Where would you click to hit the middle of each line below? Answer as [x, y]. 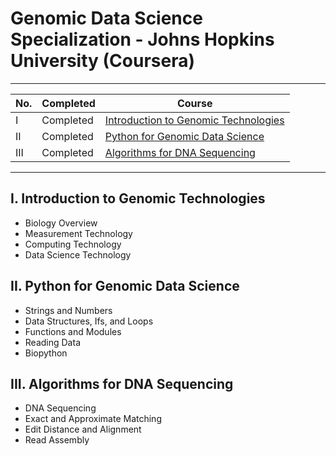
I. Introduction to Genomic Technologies [138, 198]
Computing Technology [73, 244]
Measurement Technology [78, 233]
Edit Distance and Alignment [83, 429]
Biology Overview [61, 223]
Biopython [46, 353]
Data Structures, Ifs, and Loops [89, 321]
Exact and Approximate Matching [93, 419]
